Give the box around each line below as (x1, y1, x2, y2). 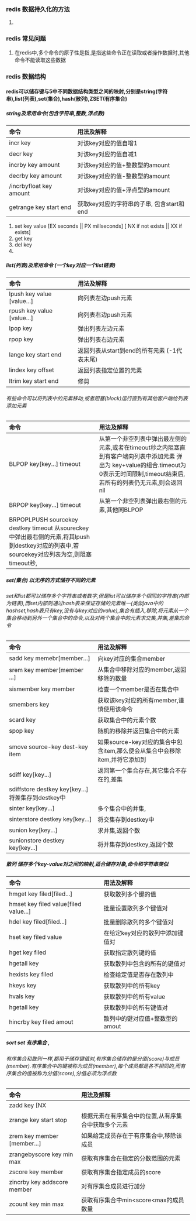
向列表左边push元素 (78, 294, 132, 302)
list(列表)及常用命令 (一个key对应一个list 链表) (6, 262, 116, 269)
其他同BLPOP (106, 506, 143, 514)
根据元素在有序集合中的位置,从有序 (80, 1112, 177, 1120)
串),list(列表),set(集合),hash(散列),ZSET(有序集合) (6, 95, 127, 102)
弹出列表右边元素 (78, 335, 125, 344)
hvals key (9, 992, 35, 1000)
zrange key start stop (9, 1116, 67, 1124)
